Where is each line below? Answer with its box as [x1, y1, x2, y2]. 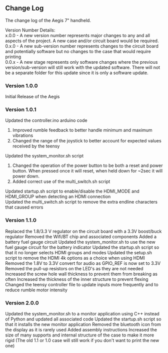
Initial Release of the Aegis [5, 94, 60, 100]
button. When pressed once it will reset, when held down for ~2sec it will [12, 168, 163, 174]
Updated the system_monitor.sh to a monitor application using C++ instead [5, 311, 160, 316]
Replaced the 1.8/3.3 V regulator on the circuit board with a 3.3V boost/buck [5, 228, 162, 234]
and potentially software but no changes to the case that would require [5, 48, 151, 54]
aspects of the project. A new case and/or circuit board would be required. [5, 38, 159, 44]
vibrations [12, 132, 33, 138]
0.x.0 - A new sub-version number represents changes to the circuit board [5, 43, 158, 49]
